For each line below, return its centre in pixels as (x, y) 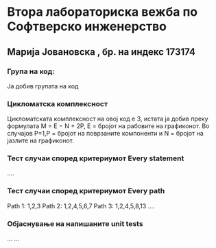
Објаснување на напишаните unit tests (75, 223)
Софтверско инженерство (87, 26)
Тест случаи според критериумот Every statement (96, 158)
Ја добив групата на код (43, 86)
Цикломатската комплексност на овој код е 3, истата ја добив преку (108, 119)
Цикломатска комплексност (58, 103)
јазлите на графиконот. (40, 140)
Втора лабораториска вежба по (102, 12)
